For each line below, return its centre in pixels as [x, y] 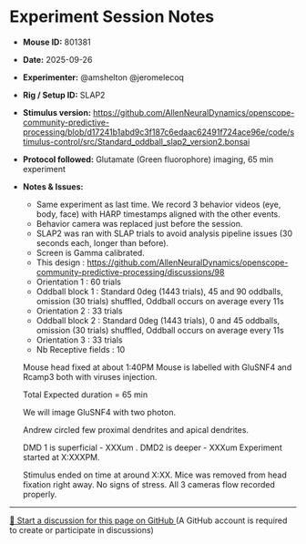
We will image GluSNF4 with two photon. [99, 412]
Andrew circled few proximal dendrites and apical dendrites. [135, 429]
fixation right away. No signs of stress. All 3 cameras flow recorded [148, 484]
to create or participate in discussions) [82, 529]
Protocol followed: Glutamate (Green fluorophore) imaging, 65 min [148, 159]
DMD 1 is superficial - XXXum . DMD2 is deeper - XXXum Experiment [152, 447]
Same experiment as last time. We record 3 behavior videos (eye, [158, 204]
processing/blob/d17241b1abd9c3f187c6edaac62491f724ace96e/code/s [158, 132]
